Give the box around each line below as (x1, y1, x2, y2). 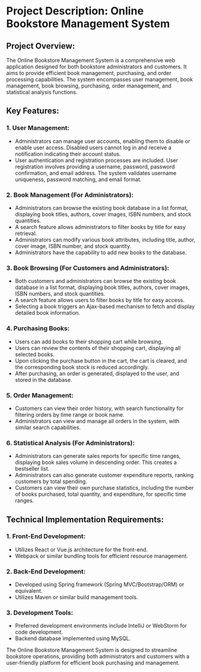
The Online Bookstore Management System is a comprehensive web (6, 57, 176, 64)
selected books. (14, 351, 55, 358)
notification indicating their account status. (14, 150, 121, 157)
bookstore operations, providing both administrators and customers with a (6, 653, 190, 660)
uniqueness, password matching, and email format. (14, 176, 142, 183)
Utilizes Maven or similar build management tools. (14, 593, 139, 601)
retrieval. (14, 230, 37, 237)
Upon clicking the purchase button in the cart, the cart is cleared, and (14, 357, 187, 364)
